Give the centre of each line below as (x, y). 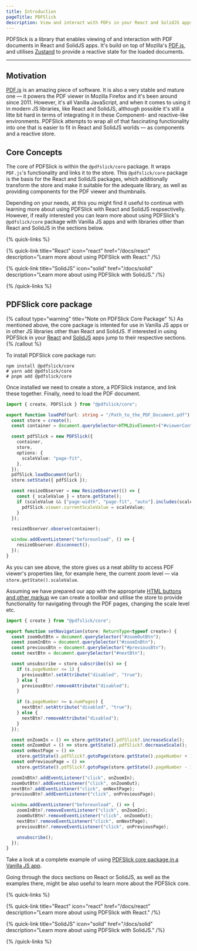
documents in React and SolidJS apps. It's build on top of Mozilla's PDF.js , (96, 45)
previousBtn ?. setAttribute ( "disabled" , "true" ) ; (82, 675)
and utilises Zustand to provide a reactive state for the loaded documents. (95, 52)
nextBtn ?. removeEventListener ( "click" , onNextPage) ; (82, 821)
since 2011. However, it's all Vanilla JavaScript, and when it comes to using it (98, 102)
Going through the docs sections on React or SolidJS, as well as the (88, 877)
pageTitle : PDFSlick (31, 17)
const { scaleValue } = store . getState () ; (69, 496)
